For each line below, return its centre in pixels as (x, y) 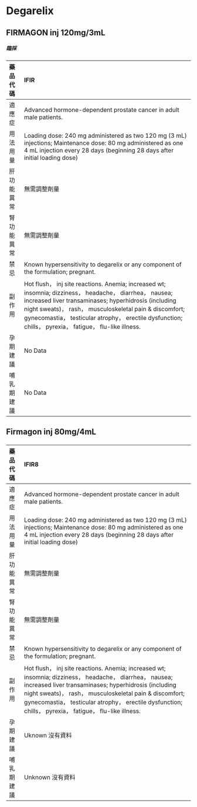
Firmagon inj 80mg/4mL (51, 431)
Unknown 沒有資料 (50, 778)
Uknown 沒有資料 (48, 736)
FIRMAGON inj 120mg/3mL (56, 33)
